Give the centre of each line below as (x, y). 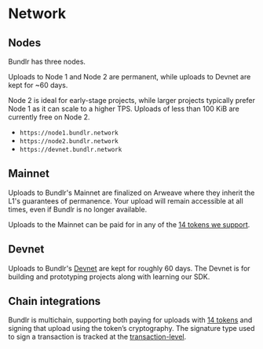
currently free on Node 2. (49, 117)
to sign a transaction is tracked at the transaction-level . (97, 337)
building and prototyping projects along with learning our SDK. (109, 277)
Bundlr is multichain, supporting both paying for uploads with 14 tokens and (130, 320)
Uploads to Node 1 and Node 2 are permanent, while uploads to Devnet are (130, 77)
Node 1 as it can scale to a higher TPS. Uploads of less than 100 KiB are (124, 108)
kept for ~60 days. (38, 85)
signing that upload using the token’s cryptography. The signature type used (131, 329)
